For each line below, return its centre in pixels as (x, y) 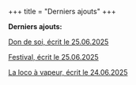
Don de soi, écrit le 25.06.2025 (59, 42)
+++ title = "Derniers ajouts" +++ (62, 11)
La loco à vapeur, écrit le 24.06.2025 (68, 72)
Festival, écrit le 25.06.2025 (53, 57)
